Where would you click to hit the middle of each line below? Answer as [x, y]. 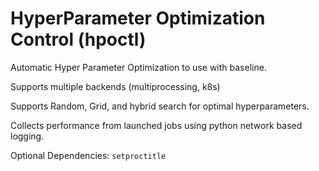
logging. [27, 136]
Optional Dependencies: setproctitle [88, 155]
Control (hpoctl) [78, 39]
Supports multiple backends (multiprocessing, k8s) [115, 86]
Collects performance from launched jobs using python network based [156, 125]
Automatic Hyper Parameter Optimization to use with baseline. [138, 67]
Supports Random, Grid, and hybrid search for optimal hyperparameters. [160, 106]
